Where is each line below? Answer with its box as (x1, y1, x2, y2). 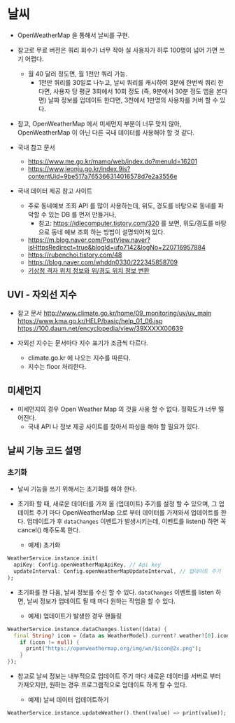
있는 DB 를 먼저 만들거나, (48, 210, 117, 218)
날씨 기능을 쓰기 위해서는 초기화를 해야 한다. (17, 485, 138, 493)
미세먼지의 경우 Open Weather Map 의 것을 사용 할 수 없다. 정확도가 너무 (17, 405, 217, 413)
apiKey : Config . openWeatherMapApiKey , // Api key (13, 562, 161, 569)
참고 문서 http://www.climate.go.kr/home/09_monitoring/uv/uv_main (17, 309, 212, 317)
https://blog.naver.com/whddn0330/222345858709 (27, 257, 178, 266)
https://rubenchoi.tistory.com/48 (27, 250, 122, 259)
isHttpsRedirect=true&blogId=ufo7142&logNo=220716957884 (27, 243, 206, 251)
